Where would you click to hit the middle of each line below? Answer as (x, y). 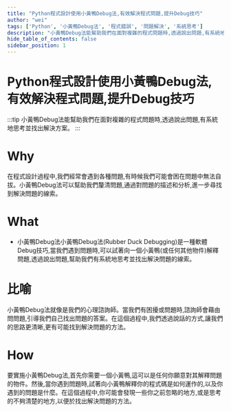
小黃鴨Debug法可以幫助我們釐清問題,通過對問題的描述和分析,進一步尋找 (120, 185)
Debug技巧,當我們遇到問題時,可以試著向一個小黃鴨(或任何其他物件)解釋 (118, 250)
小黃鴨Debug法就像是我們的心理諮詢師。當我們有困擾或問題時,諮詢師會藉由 (114, 309)
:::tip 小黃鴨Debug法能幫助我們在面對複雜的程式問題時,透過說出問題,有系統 (113, 119)
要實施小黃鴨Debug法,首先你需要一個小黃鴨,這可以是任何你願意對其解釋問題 (114, 375)
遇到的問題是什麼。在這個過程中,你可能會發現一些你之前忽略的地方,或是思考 (114, 392)
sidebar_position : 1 (37, 45)
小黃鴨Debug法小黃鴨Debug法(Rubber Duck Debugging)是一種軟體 (112, 241)
